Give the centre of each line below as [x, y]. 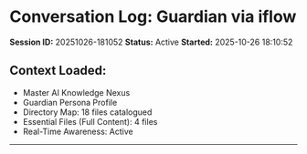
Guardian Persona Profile [70, 102]
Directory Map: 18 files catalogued [87, 112]
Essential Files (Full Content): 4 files [90, 121]
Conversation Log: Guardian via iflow [153, 17]
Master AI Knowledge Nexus [76, 92]
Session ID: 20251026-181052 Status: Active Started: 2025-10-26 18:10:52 [151, 42]
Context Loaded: [58, 71]
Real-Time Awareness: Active [78, 131]
